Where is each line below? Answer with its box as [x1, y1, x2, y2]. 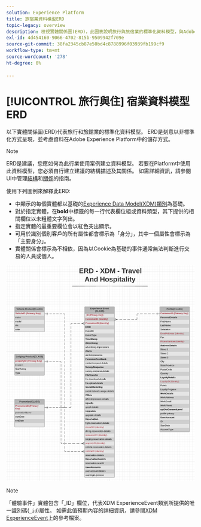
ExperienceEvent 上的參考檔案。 [6, 514, 85, 522]
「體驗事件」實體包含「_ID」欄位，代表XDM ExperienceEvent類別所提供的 [6, 500, 190, 507]
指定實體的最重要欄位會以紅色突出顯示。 [14, 223, 115, 230]
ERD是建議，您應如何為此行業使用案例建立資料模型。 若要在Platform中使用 [6, 160, 191, 167]
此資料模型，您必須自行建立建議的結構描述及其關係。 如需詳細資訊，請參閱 [6, 167, 191, 174]
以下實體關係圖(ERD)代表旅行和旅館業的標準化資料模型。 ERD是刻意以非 [6, 128, 184, 136]
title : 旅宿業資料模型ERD [6, 16, 65, 22]
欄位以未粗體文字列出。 [20, 215, 78, 222]
